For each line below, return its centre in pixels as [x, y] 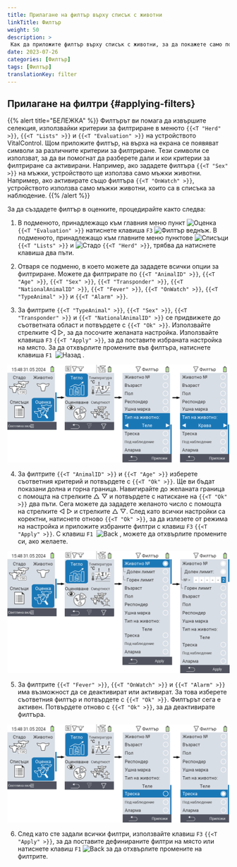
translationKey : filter [42, 74]
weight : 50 [23, 30]
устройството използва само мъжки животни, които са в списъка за [111, 188]
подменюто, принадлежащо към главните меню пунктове [105, 238]
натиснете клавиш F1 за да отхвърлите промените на [110, 849]
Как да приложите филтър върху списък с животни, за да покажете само [116, 45]
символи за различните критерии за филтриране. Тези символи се [108, 151]
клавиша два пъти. [46, 253]
